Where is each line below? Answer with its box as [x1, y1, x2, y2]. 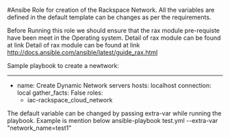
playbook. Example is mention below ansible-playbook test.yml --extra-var [7, 117, 218, 124]
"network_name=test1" [7, 124, 72, 132]
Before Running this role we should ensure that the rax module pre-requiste [7, 27, 220, 34]
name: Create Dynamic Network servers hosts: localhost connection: [16, 82, 212, 89]
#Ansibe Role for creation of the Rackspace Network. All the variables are [7, 6, 215, 14]
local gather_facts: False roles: [16, 89, 103, 97]
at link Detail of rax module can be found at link [7, 41, 140, 49]
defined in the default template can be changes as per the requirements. [7, 13, 212, 21]
